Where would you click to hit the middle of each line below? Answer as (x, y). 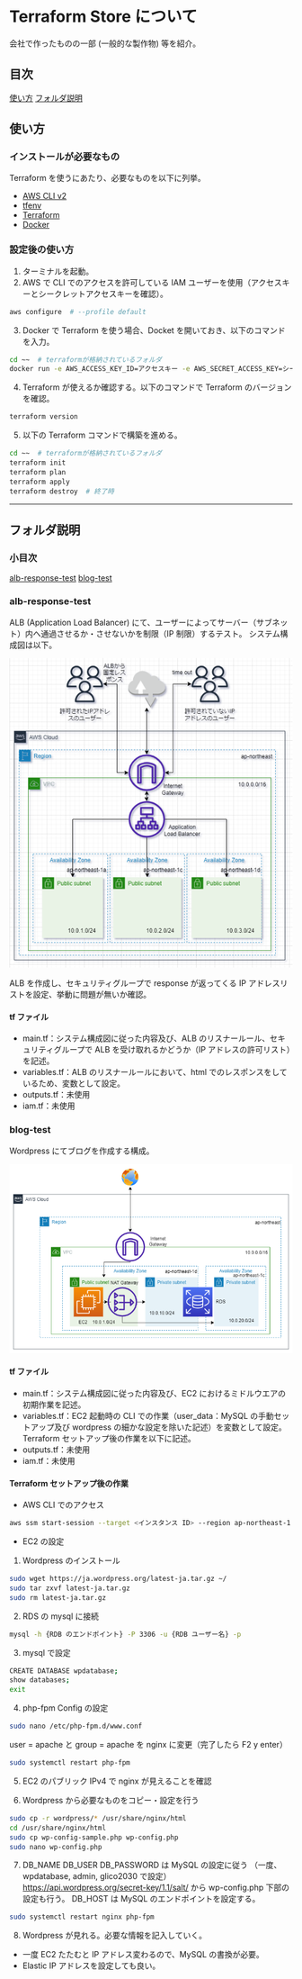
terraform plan (38, 472)
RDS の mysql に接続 (60, 1616)
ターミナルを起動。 (58, 271)
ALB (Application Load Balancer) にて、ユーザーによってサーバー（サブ (141, 622)
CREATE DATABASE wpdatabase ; (64, 1671)
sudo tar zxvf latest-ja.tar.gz (70, 1588)
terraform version (44, 417)
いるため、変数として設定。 (74, 1083)
